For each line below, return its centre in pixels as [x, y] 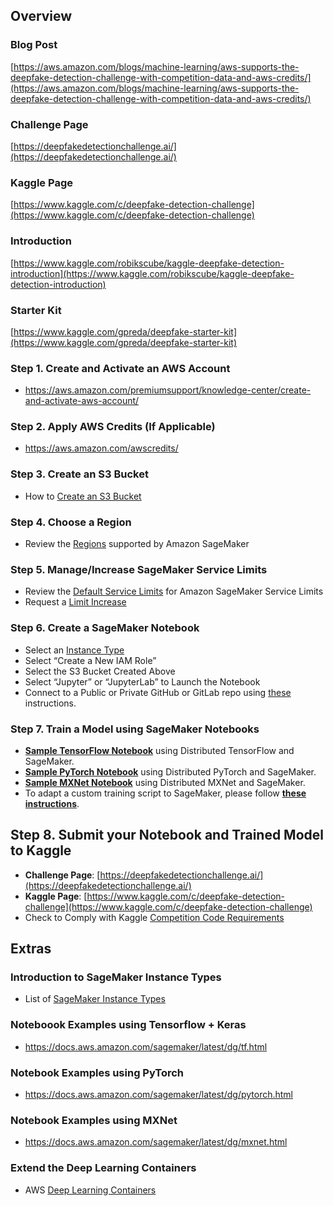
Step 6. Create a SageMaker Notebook [105, 628]
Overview [41, 16]
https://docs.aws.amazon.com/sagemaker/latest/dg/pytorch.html [159, 1095]
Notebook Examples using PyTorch [97, 1072]
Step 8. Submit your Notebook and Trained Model [167, 835]
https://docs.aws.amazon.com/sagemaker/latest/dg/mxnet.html [156, 1142]
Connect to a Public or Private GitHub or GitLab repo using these [158, 692]
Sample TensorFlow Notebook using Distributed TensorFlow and [159, 750]
